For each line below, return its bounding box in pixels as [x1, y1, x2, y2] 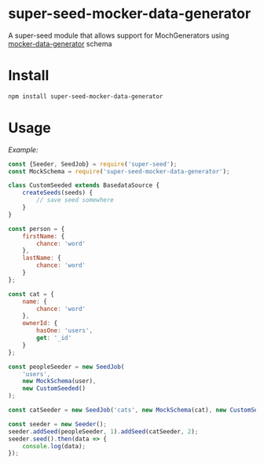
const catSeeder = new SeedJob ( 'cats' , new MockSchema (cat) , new [8, 406, 227, 415]
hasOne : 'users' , [36, 327, 93, 334]
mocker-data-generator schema [8, 38, 112, 48]
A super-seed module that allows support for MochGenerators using [8, 31, 229, 40]
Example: [8, 144, 38, 154]
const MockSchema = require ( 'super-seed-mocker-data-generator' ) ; [8, 167, 230, 175]
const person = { [8, 225, 65, 232]
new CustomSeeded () [22, 385, 86, 393]
